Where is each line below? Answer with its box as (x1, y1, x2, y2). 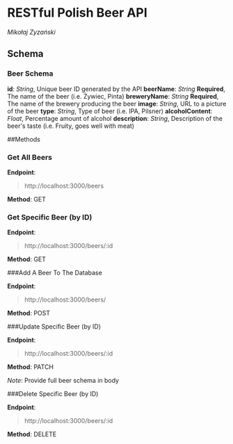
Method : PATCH (7, 363, 54, 371)
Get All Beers (7, 152, 52, 162)
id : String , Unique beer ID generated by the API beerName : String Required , (7, 85, 226, 93)
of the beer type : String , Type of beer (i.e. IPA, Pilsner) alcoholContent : (7, 106, 213, 115)
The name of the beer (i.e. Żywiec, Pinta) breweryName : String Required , (7, 92, 219, 100)
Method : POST (7, 309, 51, 318)
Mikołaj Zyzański (7, 28, 56, 36)
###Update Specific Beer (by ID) (7, 322, 102, 331)
